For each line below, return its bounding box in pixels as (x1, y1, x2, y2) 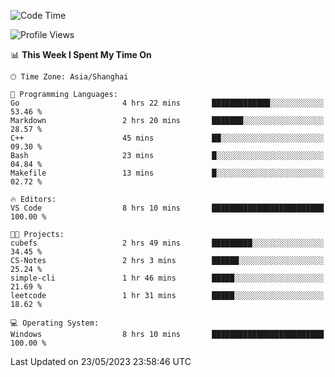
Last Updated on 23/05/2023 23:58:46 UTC (10, 356, 192, 367)
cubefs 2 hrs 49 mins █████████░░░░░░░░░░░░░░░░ (10, 238, 325, 248)
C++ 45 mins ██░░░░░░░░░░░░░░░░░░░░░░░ (10, 133, 325, 143)
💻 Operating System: (10, 318, 100, 328)
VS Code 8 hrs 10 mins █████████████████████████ (10, 203, 325, 213)
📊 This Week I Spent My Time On (10, 49, 152, 60)
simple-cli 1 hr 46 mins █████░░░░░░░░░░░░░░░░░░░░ (10, 273, 325, 283)
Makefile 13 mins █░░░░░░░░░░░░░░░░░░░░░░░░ (10, 168, 325, 178)
